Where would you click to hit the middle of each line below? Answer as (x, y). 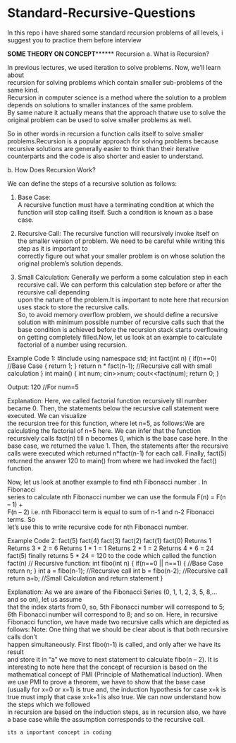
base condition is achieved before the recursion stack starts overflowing (123, 329)
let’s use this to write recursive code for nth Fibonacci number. (98, 527)
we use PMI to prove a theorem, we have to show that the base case (106, 682)
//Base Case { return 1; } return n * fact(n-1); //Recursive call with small (110, 366)
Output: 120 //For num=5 (43, 387)
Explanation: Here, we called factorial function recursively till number (107, 400)
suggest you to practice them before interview (75, 40)
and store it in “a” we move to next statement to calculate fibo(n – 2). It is (113, 659)
